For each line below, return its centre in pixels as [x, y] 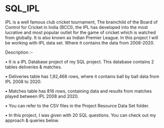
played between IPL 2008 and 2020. [42, 96]
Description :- [19, 52]
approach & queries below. [32, 120]
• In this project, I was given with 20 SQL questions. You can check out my [81, 115]
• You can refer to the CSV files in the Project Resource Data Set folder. [77, 106]
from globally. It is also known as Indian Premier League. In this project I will [82, 38]
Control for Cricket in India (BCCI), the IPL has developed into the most [77, 27]
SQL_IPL [23, 9]
